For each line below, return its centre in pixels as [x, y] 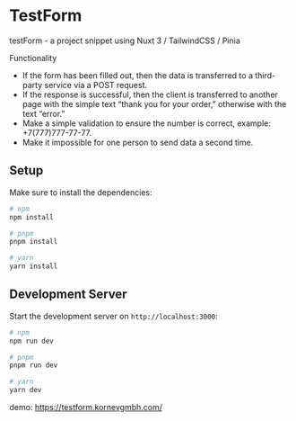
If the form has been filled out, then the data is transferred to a [138, 75]
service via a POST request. [96, 85]
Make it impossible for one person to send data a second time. [138, 142]
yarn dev [26, 390]
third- [266, 75]
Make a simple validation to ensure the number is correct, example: [146, 123]
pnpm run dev [34, 365]
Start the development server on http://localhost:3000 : [113, 316]
